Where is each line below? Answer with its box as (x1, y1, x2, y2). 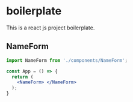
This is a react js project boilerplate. (6, 24, 95, 31)
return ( (11, 74, 34, 80)
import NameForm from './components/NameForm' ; (6, 57, 128, 64)
